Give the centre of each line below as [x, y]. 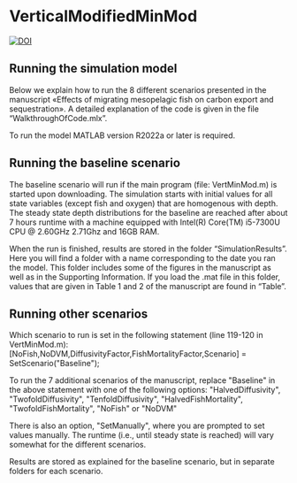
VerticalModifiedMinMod [103, 16]
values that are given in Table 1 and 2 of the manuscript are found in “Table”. [148, 286]
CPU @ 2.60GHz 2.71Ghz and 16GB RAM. [84, 231]
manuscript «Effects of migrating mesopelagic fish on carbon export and [141, 99]
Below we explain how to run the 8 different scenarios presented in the [138, 89]
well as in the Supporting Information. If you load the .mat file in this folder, [145, 277]
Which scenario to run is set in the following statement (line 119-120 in [136, 335]
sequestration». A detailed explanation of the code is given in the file [134, 109]
